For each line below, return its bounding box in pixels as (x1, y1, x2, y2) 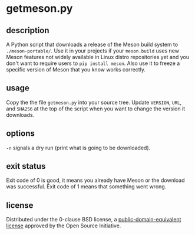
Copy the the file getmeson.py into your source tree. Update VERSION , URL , (6, 99, 182, 106)
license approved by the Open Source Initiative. (6, 222, 121, 229)
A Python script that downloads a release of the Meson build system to (6, 41, 179, 48)
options (6, 129, 35, 139)
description (6, 25, 49, 35)
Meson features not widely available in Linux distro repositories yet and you (6, 54, 190, 60)
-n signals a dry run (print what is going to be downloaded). (6, 144, 151, 151)
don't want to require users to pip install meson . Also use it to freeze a (6, 60, 180, 67)
